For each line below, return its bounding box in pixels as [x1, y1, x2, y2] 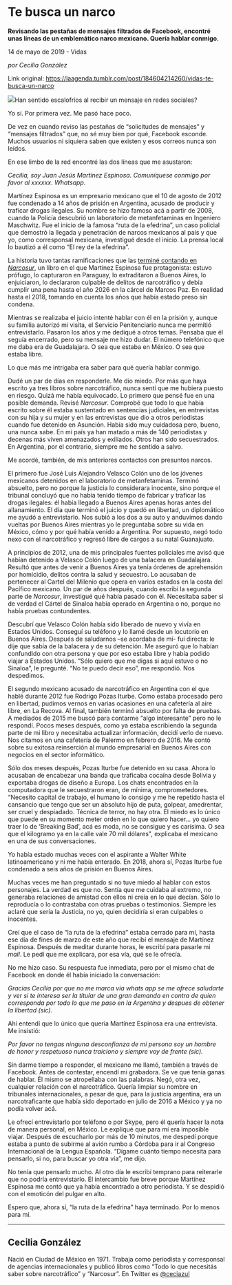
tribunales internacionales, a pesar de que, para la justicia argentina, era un [8, 1090, 222, 1098]
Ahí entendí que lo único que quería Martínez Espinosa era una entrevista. [8, 1019, 218, 1028]
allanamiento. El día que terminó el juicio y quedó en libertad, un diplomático [8, 505, 224, 513]
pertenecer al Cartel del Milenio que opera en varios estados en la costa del [8, 577, 223, 586]
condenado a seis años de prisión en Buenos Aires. [8, 864, 154, 873]
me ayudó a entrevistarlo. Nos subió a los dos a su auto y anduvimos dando [8, 513, 223, 521]
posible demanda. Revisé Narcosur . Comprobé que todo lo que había [8, 399, 204, 407]
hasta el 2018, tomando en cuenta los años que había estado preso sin [8, 293, 208, 301]
